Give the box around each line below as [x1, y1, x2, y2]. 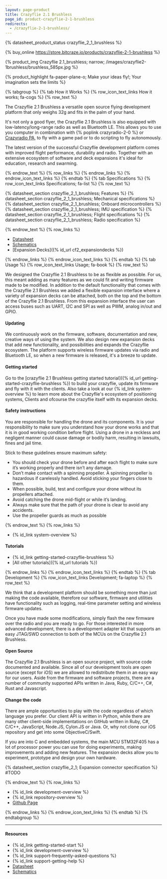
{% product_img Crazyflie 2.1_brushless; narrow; [5, 59, 105, 65]
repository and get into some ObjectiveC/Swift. [5, 729, 101, 735]
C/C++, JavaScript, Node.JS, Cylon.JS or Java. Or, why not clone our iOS [5, 724, 156, 730]
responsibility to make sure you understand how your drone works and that [5, 424, 159, 430]
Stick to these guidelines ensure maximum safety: [5, 449, 107, 455]
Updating [5, 320, 25, 326]
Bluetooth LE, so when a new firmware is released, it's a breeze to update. [5, 353, 158, 359]
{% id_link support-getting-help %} [12, 858, 85, 864]
